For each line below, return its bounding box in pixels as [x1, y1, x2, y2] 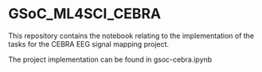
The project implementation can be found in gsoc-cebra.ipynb [8, 55, 213, 64]
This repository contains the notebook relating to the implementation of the [8, 31, 255, 40]
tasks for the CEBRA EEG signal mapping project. [8, 39, 170, 48]
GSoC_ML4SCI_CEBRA [8, 5, 162, 23]
